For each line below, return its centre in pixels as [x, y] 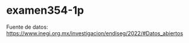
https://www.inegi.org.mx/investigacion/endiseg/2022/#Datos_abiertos [95, 33]
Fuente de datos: [27, 27]
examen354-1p [45, 10]
